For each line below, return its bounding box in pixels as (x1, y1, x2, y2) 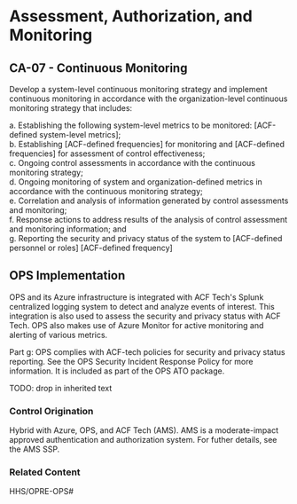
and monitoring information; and (9, 224, 127, 234)
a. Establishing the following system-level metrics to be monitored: (9, 120, 253, 130)
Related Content (9, 466, 82, 478)
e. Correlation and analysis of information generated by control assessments (9, 195, 289, 206)
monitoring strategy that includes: (9, 103, 133, 113)
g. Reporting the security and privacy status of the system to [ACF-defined (9, 233, 283, 243)
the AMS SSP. (9, 444, 60, 454)
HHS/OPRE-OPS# (9, 486, 74, 497)
